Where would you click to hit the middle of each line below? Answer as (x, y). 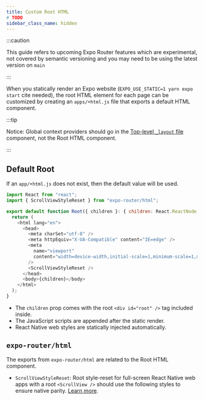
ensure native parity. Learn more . (56, 390)
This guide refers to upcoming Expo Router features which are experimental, (102, 52)
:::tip (12, 120)
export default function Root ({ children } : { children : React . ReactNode (102, 211)
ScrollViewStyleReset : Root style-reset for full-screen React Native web (105, 378)
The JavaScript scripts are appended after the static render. (90, 320)
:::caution (18, 41)
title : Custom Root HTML (38, 12)
